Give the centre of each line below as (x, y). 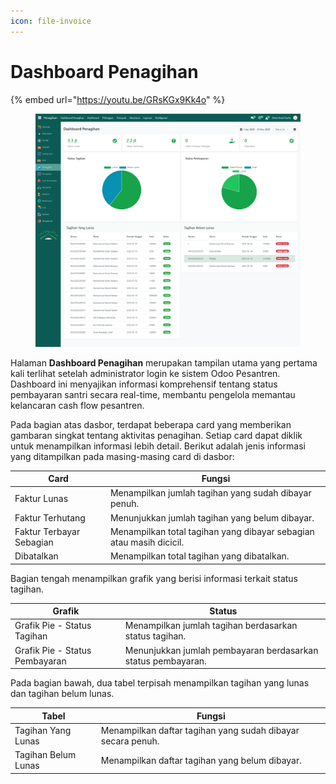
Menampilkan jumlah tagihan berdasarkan (211, 626)
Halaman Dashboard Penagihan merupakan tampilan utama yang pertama (164, 362)
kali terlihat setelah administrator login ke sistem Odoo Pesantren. (145, 373)
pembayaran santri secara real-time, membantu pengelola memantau (153, 394)
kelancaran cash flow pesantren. (77, 405)
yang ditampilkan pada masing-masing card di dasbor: (122, 456)
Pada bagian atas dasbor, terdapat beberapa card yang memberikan (151, 424)
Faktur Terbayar (47, 531)
